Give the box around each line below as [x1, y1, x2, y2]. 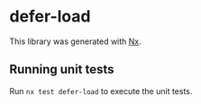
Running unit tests [9, 62, 114, 77]
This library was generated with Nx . [9, 36, 142, 47]
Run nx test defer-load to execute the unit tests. [9, 85, 193, 96]
